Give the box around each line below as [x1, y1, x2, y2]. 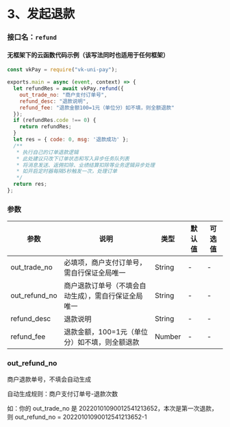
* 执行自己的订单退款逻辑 [16, 149, 79, 156]
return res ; [13, 181, 48, 188]
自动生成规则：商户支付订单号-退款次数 [7, 389, 118, 398]
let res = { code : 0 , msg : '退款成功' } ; [13, 136, 129, 143]
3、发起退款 [7, 6, 75, 22]
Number [155, 332, 181, 341]
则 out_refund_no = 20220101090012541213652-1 [7, 413, 147, 421]
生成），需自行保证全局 [71, 291, 143, 301]
